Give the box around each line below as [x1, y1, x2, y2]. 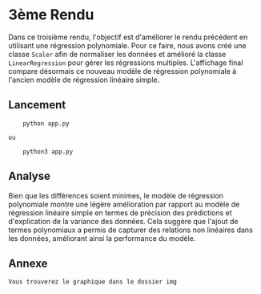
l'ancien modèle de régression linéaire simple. [8, 75, 160, 84]
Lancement [8, 98, 66, 112]
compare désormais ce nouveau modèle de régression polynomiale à [8, 66, 237, 76]
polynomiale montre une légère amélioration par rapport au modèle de [8, 199, 240, 209]
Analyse [8, 169, 50, 183]
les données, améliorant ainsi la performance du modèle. [8, 233, 196, 243]
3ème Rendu [8, 6, 94, 24]
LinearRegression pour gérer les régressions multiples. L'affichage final [8, 58, 243, 67]
